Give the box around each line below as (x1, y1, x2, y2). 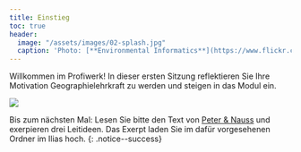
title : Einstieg (9, 13, 70, 22)
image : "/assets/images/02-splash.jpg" (17, 38, 167, 47)
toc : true (9, 21, 47, 30)
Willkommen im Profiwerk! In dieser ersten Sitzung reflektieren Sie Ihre (9, 71, 271, 81)
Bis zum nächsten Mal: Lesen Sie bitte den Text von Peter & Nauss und (9, 114, 271, 125)
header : (9, 30, 39, 38)
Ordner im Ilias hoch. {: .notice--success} (9, 133, 163, 144)
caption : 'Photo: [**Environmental (17, 46, 150, 55)
